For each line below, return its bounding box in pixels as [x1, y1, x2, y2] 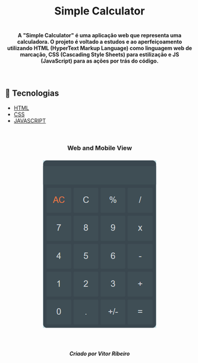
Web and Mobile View [67, 143, 133, 152]
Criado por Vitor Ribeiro [69, 350, 130, 357]
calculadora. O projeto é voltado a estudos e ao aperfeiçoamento [17, 38, 182, 46]
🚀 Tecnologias [5, 88, 59, 99]
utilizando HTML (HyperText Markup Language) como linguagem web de [7, 45, 193, 52]
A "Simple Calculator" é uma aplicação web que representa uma [17, 32, 182, 39]
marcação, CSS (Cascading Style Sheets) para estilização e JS [20, 51, 179, 58]
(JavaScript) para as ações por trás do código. [40, 57, 159, 64]
